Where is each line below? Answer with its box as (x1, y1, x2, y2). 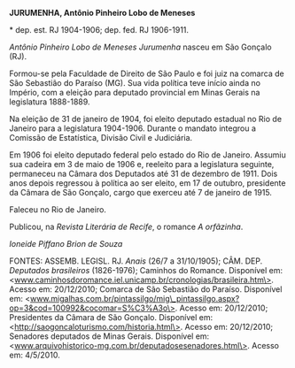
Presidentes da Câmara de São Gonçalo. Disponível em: (9, 312, 213, 322)
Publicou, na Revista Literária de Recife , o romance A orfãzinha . (9, 221, 244, 232)
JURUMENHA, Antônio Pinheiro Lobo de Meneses (9, 8, 196, 18)
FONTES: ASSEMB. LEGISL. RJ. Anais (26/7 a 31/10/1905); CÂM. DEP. (9, 256, 263, 266)
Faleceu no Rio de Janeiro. (9, 204, 106, 215)
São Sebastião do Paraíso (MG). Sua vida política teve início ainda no (9, 78, 261, 88)
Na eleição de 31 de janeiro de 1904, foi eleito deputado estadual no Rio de (9, 114, 282, 124)
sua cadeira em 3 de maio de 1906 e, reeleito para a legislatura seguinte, (9, 159, 275, 169)
